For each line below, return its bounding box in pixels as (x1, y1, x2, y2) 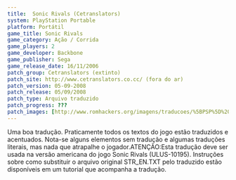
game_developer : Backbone (7, 50, 83, 57)
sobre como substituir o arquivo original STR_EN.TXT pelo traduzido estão (7, 157, 223, 166)
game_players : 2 (7, 43, 55, 50)
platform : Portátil (7, 23, 65, 30)
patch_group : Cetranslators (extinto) (7, 69, 121, 76)
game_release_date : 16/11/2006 (7, 63, 99, 70)
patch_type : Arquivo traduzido (7, 96, 99, 103)
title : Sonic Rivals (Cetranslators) (7, 10, 121, 18)
